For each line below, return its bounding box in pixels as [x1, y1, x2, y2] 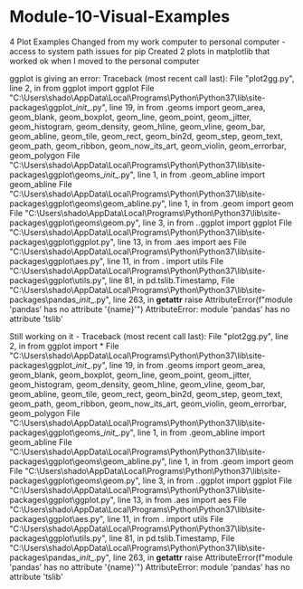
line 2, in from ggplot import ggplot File [9, 82, 156, 93]
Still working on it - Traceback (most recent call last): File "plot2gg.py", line [9, 330, 289, 341]
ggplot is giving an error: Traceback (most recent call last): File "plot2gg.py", [9, 72, 295, 83]
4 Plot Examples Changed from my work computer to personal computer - [9, 36, 287, 47]
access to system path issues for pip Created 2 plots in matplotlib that [9, 45, 270, 56]
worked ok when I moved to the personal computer [9, 55, 200, 66]
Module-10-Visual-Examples [9, 6, 231, 27]
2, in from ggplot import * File [9, 340, 119, 351]
